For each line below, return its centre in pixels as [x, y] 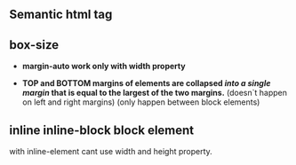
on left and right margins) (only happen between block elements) [141, 102]
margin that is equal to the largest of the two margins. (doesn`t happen [154, 93]
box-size [34, 45]
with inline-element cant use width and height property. [111, 152]
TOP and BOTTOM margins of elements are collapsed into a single [146, 83]
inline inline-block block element [102, 130]
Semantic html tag [61, 15]
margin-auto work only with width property [104, 67]
